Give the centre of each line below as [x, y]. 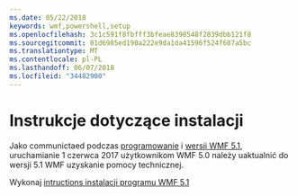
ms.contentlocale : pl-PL [56, 59]
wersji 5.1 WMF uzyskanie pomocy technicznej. [97, 165]
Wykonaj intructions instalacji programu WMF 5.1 [99, 182]
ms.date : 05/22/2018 [48, 18]
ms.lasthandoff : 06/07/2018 [62, 68]
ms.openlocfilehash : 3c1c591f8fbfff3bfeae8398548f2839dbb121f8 [130, 34]
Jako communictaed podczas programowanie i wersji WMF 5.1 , [126, 146]
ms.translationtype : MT [54, 51]
